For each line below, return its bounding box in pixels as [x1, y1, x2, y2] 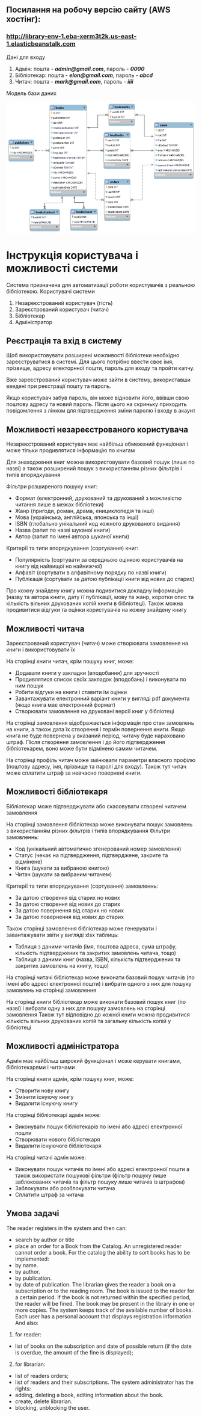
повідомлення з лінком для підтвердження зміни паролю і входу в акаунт [6, 407, 196, 414]
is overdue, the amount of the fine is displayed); [14, 1348, 133, 1356]
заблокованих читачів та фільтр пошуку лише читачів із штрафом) [14, 1178, 185, 1185]
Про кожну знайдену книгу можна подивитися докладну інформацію [6, 587, 184, 594]
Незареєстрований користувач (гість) [14, 299, 113, 306]
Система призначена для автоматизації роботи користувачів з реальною [6, 281, 195, 288]
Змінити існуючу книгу [14, 1093, 74, 1100]
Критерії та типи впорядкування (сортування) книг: [6, 544, 139, 552]
